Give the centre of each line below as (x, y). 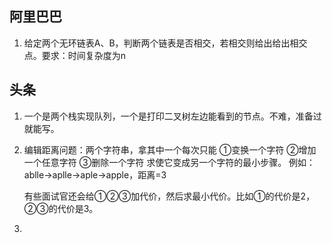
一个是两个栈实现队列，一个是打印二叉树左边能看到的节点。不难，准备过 (172, 116)
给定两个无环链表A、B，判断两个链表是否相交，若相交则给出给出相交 (165, 43)
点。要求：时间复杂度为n (75, 55)
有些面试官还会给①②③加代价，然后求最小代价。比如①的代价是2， (169, 196)
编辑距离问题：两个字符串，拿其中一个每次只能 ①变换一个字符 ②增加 (170, 149)
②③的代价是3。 (61, 208)
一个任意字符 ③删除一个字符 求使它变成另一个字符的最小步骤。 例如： (169, 162)
